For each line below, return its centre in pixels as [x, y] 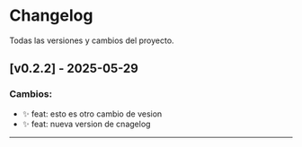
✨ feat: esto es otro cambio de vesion [92, 114]
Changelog [51, 16]
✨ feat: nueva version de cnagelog [86, 124]
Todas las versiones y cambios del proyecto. [92, 40]
